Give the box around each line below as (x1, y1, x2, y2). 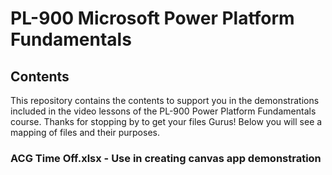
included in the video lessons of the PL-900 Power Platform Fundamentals (10, 105, 317, 117)
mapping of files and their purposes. (10, 127, 160, 138)
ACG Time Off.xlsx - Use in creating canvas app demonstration (10, 151, 322, 165)
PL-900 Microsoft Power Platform (10, 7, 295, 30)
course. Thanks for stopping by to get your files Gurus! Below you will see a (10, 116, 323, 127)
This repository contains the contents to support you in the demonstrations (10, 95, 320, 106)
